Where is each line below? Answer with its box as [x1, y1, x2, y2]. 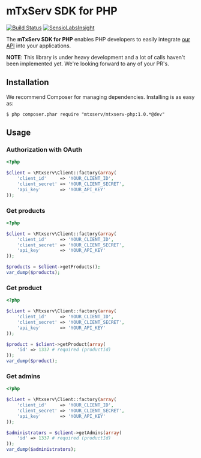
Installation [6, 77, 49, 88]
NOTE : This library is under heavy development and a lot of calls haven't [6, 53, 185, 61]
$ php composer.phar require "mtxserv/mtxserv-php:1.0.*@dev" [6, 111, 165, 117]
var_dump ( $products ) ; [6, 270, 61, 276]
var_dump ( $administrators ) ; [6, 447, 77, 453]
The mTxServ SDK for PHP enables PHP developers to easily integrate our [6, 35, 191, 43]
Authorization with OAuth [6, 146, 83, 154]
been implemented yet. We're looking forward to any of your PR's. [6, 60, 169, 67]
